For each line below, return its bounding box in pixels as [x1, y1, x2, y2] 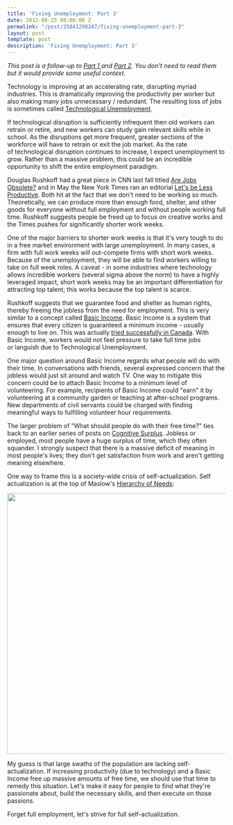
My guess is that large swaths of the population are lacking [7, 760, 176, 768]
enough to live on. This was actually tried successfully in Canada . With [7, 328, 209, 336]
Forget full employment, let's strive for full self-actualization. [7, 810, 180, 818]
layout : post [7, 29, 45, 37]
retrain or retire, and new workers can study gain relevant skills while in [7, 126, 211, 133]
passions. [7, 797, 35, 805]
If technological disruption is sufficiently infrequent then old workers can [7, 118, 215, 126]
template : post [7, 36, 51, 43]
